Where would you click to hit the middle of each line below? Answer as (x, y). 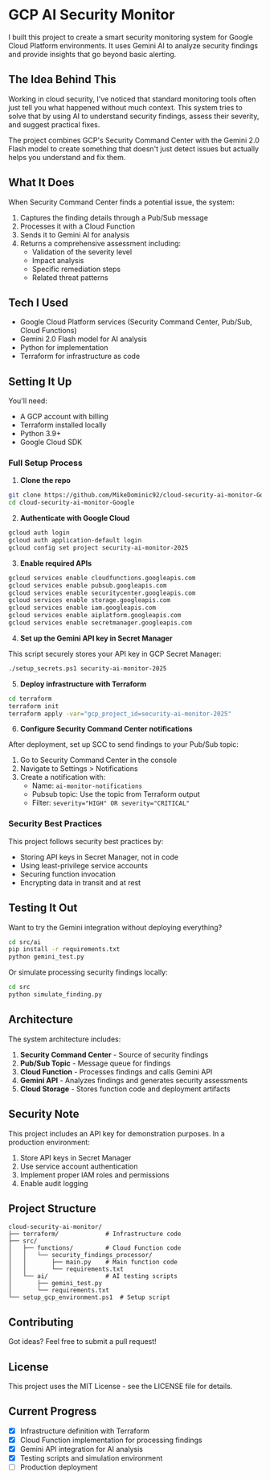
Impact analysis (58, 260)
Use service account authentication (79, 1166)
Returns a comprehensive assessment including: (100, 243)
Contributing (41, 1322)
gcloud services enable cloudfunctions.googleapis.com (102, 578)
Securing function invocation (68, 874)
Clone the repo (45, 480)
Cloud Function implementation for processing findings (111, 1440)
